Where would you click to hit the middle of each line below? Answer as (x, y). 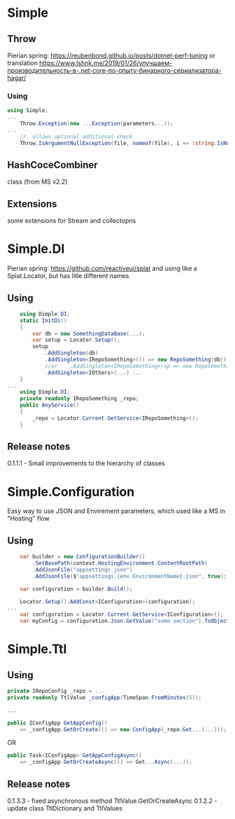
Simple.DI (36, 249)
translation (23, 63)
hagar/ (17, 78)
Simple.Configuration (71, 491)
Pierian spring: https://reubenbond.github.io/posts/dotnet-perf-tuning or (111, 55)
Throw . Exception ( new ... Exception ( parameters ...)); (97, 124)
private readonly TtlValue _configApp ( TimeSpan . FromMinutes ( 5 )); (104, 697)
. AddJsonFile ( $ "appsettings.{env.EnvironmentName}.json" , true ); (130, 576)
